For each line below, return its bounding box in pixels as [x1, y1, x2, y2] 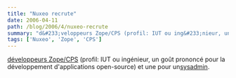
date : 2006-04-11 [7, 17, 58, 24]
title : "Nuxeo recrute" [7, 10, 77, 17]
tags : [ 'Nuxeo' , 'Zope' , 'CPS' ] [7, 36, 102, 43]
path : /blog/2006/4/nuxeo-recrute [7, 23, 109, 30]
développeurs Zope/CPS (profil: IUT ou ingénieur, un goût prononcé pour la [7, 55, 225, 63]
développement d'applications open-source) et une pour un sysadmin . [7, 63, 210, 71]
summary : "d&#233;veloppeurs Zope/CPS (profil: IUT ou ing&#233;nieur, [7, 29, 221, 37]
